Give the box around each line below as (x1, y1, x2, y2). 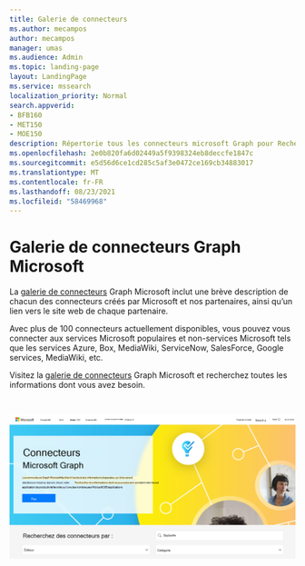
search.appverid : (9, 101, 75, 110)
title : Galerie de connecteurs (9, 15, 128, 24)
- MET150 (9, 120, 43, 129)
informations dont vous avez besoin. (9, 380, 145, 391)
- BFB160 (9, 110, 43, 120)
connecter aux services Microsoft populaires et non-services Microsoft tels (9, 333, 291, 344)
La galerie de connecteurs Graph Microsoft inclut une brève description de (9, 286, 289, 297)
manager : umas (9, 44, 64, 53)
